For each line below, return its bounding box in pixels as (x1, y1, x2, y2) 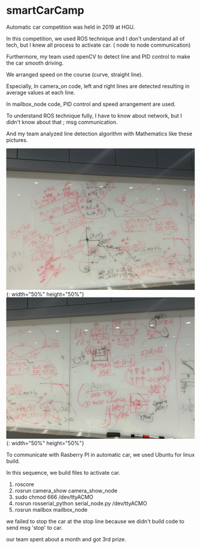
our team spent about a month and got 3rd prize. (6, 535, 127, 542)
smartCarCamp (6, 4, 85, 17)
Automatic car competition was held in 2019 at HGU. (6, 23, 135, 31)
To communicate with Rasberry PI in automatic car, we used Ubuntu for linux (6, 451, 195, 458)
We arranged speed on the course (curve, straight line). (6, 71, 144, 78)
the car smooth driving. (6, 59, 64, 66)
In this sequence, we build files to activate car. (6, 469, 121, 476)
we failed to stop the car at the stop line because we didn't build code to (6, 517, 184, 524)
